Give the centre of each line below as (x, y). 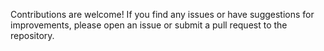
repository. (32, 35)
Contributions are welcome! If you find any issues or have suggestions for (162, 14)
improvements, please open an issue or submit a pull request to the (149, 25)
